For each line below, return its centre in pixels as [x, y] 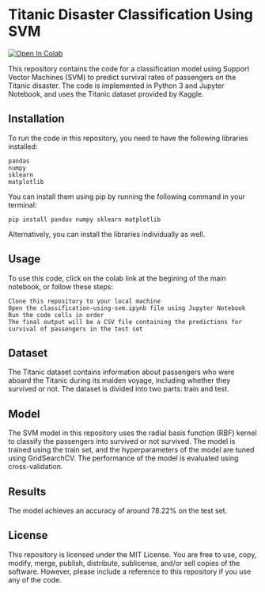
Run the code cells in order [56, 315]
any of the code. [35, 579]
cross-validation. [36, 467]
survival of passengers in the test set [76, 329]
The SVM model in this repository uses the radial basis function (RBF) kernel [132, 433]
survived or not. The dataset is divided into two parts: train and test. [119, 389]
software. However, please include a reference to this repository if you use [130, 571]
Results [27, 492]
